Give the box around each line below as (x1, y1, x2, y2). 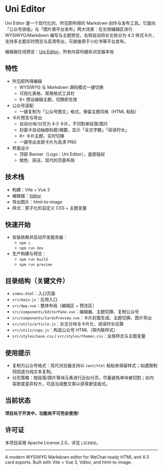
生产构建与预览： (12, 251, 47, 256)
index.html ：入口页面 (12, 290, 56, 296)
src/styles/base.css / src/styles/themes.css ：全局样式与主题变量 (12, 333, 146, 339)
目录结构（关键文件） (5, 276, 69, 285)
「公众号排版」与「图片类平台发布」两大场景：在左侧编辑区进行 (5, 26, 132, 32)
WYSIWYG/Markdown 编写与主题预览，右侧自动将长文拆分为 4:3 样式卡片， (5, 32, 157, 38)
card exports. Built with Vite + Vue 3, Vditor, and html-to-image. (5, 459, 132, 465)
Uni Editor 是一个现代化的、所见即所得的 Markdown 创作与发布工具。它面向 (5, 20, 156, 26)
